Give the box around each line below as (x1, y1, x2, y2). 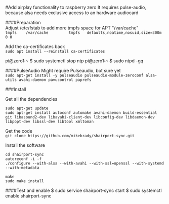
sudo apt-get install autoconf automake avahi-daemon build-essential (5, 110, 157, 115)
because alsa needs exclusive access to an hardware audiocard (5, 10, 139, 16)
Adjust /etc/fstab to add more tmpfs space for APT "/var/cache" (5, 25, 139, 31)
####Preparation (5, 20, 41, 25)
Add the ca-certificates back (5, 44, 65, 50)
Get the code (5, 128, 33, 134)
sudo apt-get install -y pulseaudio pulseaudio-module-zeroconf (5, 73, 144, 78)
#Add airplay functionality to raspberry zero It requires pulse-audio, (5, 5, 147, 10)
